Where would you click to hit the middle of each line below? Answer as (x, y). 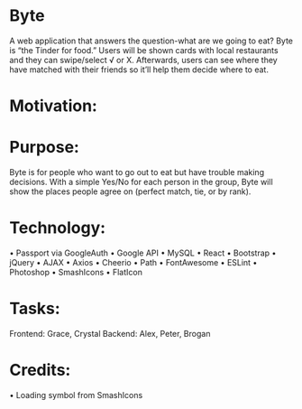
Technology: (58, 228)
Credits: (40, 370)
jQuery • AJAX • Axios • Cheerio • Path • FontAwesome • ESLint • (133, 262)
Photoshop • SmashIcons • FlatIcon (76, 272)
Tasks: (35, 309)
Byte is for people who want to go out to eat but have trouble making (137, 172)
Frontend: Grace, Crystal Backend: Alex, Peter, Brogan (110, 333)
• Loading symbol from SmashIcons (76, 395)
